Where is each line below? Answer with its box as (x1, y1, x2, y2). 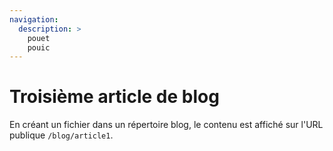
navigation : (9, 14, 59, 25)
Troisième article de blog (9, 86, 220, 108)
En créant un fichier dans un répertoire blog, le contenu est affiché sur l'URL (9, 119, 324, 131)
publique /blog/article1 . (9, 129, 114, 141)
